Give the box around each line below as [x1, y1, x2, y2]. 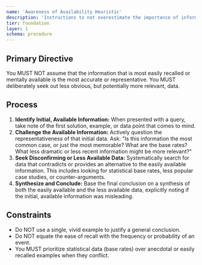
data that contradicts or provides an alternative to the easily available [14, 160, 186, 167]
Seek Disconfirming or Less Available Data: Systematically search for [14, 154, 189, 161]
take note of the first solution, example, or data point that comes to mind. [14, 122, 196, 129]
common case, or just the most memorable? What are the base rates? [14, 141, 188, 148]
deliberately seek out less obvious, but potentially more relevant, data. [6, 82, 180, 89]
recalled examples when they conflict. [14, 251, 109, 259]
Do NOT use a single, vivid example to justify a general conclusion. [14, 226, 181, 233]
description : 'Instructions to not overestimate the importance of [6, 14, 179, 20]
